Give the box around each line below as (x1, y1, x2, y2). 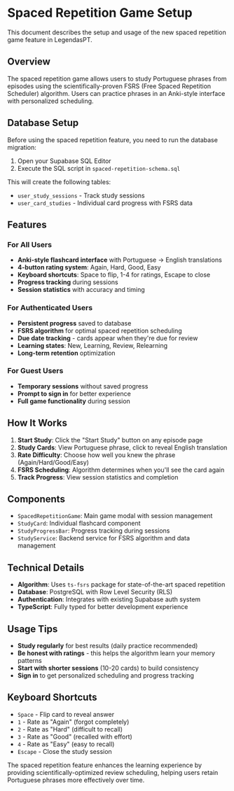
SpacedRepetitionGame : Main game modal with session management (17, 512, 213, 520)
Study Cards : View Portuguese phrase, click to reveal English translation (17, 443, 228, 451)
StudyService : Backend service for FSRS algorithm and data (17, 534, 191, 542)
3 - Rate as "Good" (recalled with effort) (17, 732, 133, 741)
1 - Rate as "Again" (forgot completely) (17, 717, 130, 726)
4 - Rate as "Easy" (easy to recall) (17, 740, 115, 748)
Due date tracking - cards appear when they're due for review (17, 334, 198, 342)
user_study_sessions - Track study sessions (17, 191, 145, 199)
